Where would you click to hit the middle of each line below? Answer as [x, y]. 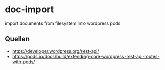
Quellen [17, 39]
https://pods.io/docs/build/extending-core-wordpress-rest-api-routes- [86, 56]
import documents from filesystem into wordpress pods [63, 23]
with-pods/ [24, 62]
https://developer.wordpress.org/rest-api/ [55, 51]
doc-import [29, 9]
